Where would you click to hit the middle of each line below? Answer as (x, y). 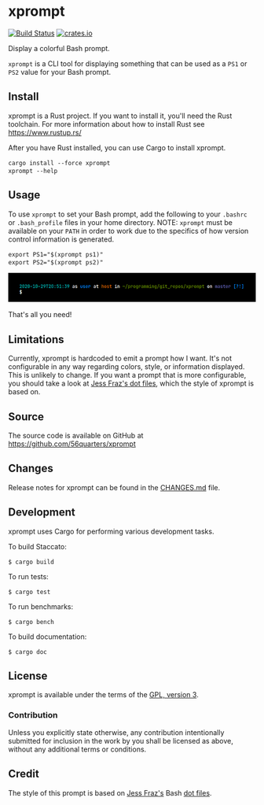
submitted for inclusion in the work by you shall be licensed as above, (121, 740)
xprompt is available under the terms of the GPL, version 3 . (103, 695)
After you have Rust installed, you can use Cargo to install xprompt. (117, 147)
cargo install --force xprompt (59, 163)
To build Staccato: (37, 546)
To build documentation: (48, 637)
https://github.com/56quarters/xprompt (72, 444)
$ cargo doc (27, 652)
